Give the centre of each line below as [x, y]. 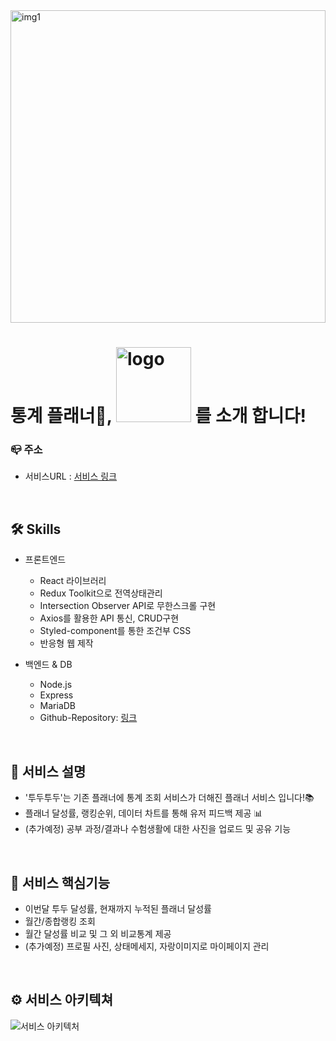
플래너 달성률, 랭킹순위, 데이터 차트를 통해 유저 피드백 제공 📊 [143, 813]
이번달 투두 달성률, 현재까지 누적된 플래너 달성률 [118, 908]
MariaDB [58, 706]
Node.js [56, 685]
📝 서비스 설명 [48, 771]
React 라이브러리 [73, 581]
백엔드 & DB [48, 665]
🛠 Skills [36, 529]
